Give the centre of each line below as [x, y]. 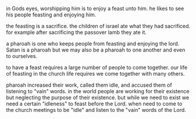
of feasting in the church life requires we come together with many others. [96, 74]
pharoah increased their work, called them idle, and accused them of [89, 85]
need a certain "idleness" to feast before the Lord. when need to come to [94, 104]
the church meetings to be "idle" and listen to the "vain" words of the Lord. [96, 110]
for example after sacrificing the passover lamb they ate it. [76, 32]
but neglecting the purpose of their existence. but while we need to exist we [98, 97]
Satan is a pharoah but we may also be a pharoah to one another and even [96, 50]
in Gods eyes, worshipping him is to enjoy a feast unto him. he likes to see [95, 8]
